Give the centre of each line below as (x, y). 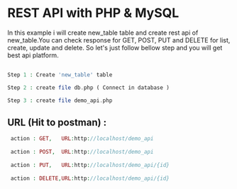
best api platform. (33, 55)
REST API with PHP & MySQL (93, 13)
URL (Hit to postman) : (57, 122)
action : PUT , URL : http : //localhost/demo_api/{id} (90, 165)
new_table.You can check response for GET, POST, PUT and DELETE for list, (119, 40)
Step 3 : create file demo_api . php (60, 101)
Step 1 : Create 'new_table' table (60, 75)
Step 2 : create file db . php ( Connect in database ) (89, 87)
